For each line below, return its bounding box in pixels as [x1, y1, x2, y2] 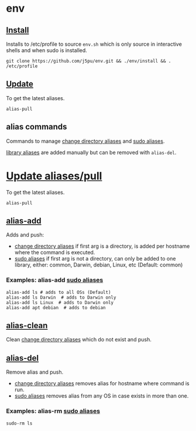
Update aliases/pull [6, 169, 102, 183]
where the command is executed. [14, 249, 95, 256]
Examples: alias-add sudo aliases [6, 276, 104, 284]
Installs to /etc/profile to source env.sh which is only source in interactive [6, 40, 183, 47]
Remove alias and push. [6, 368, 64, 376]
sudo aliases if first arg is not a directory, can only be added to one [14, 255, 176, 262]
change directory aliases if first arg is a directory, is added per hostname [14, 242, 190, 250]
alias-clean [6, 321, 48, 331]
